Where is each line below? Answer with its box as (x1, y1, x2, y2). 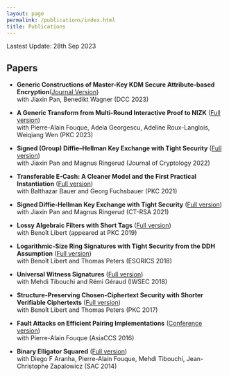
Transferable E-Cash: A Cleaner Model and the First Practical (16, 173, 197, 181)
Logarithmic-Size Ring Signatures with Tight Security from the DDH (16, 242, 216, 250)
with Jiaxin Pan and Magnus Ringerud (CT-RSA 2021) (16, 208, 169, 216)
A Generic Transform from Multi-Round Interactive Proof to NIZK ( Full (16, 109, 221, 117)
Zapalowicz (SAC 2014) (50, 362, 117, 371)
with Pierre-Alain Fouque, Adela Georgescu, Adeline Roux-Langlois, (16, 123, 210, 132)
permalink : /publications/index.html (6, 17, 116, 24)
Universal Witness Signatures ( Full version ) (16, 270, 144, 279)
